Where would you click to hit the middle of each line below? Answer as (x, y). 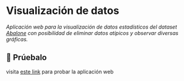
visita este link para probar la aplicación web (60, 72)
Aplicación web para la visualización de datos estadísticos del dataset (92, 27)
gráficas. (17, 39)
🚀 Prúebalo (26, 57)
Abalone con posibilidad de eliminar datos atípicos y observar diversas (92, 33)
